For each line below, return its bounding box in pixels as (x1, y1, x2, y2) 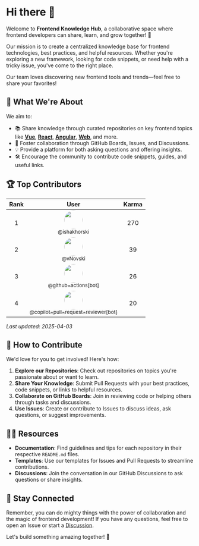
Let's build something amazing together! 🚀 (6, 534, 110, 540)
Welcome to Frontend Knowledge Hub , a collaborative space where (6, 25, 173, 32)
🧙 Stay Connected (6, 493, 74, 503)
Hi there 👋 (6, 5, 55, 19)
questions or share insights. (14, 476, 83, 484)
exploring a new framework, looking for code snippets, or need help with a (6, 55, 189, 62)
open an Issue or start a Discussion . (6, 522, 94, 529)
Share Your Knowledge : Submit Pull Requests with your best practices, (14, 380, 190, 387)
